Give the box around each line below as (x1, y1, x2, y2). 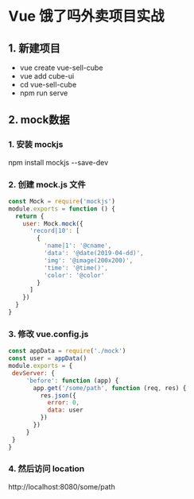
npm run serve (19, 88, 68, 98)
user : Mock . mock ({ (22, 219, 83, 227)
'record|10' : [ (29, 227, 80, 235)
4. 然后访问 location (8, 463, 85, 474)
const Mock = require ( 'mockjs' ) (8, 197, 115, 205)
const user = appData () (8, 354, 87, 362)
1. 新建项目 (8, 41, 61, 55)
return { (15, 212, 45, 220)
